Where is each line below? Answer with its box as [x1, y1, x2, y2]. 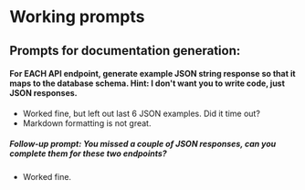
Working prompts [9, 6, 145, 27]
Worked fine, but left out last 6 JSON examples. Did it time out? [22, 108, 260, 119]
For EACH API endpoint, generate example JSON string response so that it [9, 69, 296, 79]
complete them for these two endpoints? [9, 148, 167, 159]
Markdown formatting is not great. [22, 117, 152, 129]
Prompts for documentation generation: [9, 43, 241, 58]
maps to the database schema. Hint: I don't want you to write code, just [9, 78, 286, 89]
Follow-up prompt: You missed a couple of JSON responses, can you [9, 139, 277, 150]
